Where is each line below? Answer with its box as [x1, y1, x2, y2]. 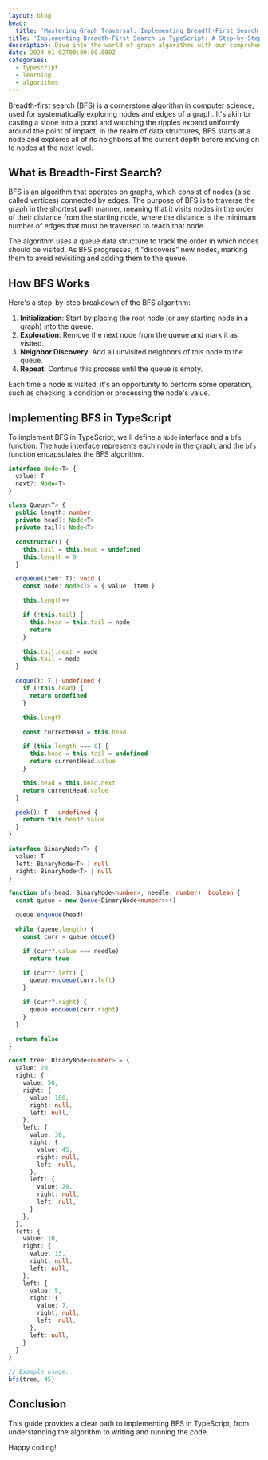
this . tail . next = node [22, 647, 98, 655]
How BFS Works [8, 276, 90, 290]
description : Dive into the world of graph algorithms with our [8, 42, 227, 49]
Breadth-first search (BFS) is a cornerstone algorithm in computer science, [8, 101, 254, 110]
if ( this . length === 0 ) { [22, 742, 109, 750]
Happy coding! [8, 1442, 57, 1452]
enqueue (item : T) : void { [15, 575, 102, 583]
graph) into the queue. [19, 322, 94, 331]
